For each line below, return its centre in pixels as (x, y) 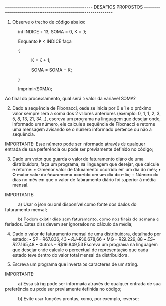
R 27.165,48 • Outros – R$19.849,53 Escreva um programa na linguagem (85, 244)
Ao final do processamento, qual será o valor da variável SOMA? (70, 99)
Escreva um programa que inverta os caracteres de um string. (75, 264)
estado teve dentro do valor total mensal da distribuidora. (71, 255)
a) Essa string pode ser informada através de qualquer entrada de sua (89, 284)
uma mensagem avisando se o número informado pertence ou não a (82, 129)
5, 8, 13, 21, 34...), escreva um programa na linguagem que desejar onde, (86, 119)
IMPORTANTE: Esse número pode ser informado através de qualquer (75, 144)
